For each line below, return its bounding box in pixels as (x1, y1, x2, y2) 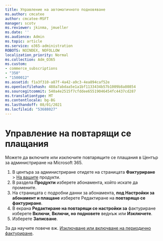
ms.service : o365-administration (5, 43, 73, 48)
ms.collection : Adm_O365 (5, 57, 55, 62)
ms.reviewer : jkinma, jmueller (5, 25, 69, 30)
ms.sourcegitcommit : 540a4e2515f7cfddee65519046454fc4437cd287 (5, 89, 136, 94)
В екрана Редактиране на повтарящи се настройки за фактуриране (12, 205, 156, 211)
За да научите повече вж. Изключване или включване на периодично (5, 225, 151, 231)
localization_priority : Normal (5, 52, 69, 58)
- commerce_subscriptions (5, 66, 57, 71)
